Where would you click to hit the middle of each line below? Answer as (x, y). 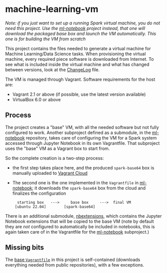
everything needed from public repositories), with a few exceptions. (75, 265)
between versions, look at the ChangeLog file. (52, 69)
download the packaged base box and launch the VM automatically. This (81, 33)
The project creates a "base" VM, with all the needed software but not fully (82, 127)
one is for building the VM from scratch (46, 39)
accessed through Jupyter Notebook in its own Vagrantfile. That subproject (83, 143)
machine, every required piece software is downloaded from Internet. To (80, 59)
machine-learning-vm (52, 9)
